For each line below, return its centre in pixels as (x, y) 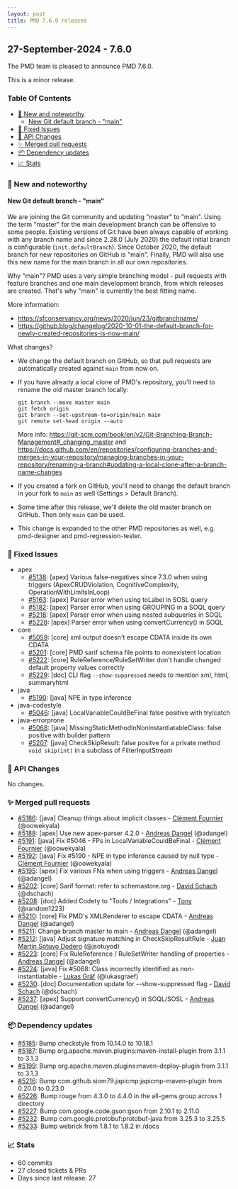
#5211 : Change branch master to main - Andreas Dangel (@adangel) (117, 931)
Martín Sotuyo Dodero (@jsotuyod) (69, 946)
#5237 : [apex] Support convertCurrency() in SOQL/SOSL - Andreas (116, 999)
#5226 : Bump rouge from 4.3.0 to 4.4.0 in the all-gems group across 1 (120, 1095)
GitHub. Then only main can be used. (71, 514)
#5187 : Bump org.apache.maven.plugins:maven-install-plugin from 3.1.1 (121, 1051)
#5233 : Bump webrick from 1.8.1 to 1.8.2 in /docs (88, 1126)
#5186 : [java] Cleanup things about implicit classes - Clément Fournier (120, 818)
